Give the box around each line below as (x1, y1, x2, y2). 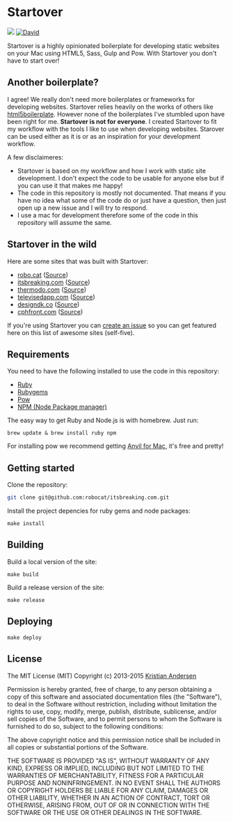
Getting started (7, 462, 75, 474)
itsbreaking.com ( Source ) (17, 278, 90, 286)
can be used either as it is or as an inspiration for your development (7, 132, 201, 140)
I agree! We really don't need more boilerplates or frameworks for (7, 95, 195, 103)
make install (7, 520, 45, 527)
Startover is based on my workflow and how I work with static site (17, 166, 207, 175)
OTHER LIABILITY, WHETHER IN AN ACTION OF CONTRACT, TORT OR (7, 793, 210, 802)
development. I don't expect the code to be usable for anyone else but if (17, 173, 225, 182)
